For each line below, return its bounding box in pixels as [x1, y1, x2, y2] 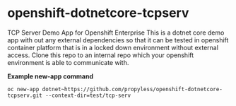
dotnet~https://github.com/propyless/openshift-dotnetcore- [42, 86, 223, 93]
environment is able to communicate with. [7, 58, 129, 66]
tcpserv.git [7, 92, 42, 99]
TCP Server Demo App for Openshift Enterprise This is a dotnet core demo [7, 28, 225, 37]
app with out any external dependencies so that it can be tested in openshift [7, 35, 229, 44]
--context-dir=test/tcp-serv [45, 92, 131, 99]
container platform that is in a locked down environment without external [7, 43, 219, 52]
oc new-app [7, 86, 40, 93]
